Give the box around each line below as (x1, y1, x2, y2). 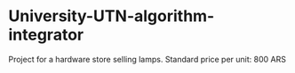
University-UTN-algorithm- (8, 6, 215, 26)
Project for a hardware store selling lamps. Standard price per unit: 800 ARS (8, 54, 286, 64)
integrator (8, 25, 84, 45)
